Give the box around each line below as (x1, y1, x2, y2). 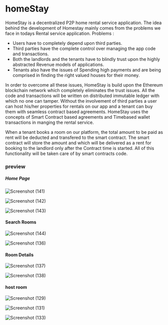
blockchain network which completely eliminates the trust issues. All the (5, 87, 155, 93)
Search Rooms (5, 219, 37, 225)
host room (5, 284, 27, 290)
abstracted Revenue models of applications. (12, 61, 104, 67)
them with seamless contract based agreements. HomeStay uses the (5, 109, 149, 115)
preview (5, 163, 26, 170)
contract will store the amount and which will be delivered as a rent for (5, 139, 151, 146)
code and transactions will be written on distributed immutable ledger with (5, 93, 160, 99)
